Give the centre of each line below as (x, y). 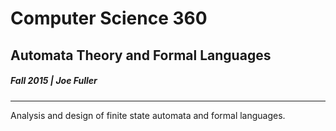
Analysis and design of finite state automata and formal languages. (148, 115)
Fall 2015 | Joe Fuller (54, 81)
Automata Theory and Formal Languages (141, 55)
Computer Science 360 (109, 18)
